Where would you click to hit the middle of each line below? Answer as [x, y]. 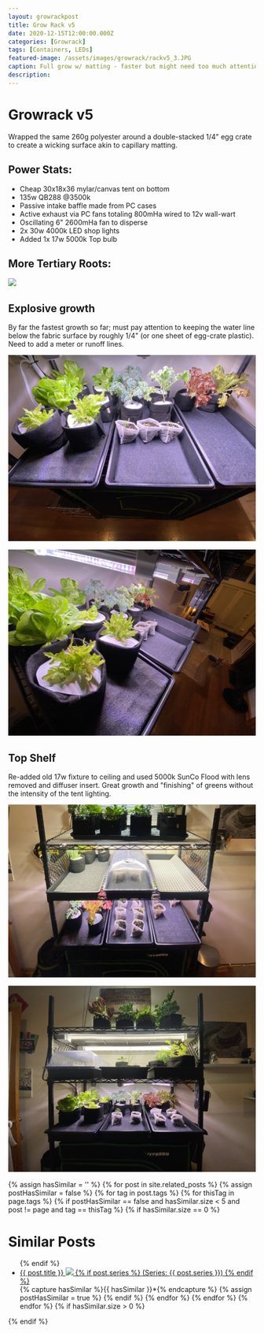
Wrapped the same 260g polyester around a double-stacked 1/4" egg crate [130, 136]
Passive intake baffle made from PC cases [88, 206]
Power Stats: [40, 170]
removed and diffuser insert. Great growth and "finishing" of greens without [131, 785]
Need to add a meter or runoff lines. [66, 344]
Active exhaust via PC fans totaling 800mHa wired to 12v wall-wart [127, 214]
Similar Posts [52, 1242]
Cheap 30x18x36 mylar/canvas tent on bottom [95, 188]
